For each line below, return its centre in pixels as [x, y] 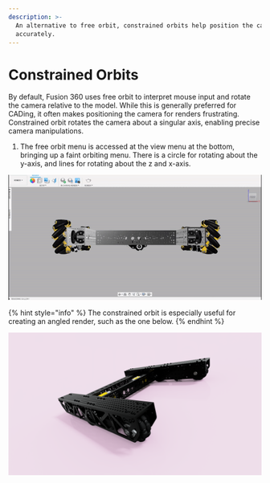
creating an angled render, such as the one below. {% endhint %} [117, 321]
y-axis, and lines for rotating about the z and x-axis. [105, 164]
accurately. [36, 34]
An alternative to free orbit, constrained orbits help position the [134, 25]
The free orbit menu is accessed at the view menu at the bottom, [127, 147]
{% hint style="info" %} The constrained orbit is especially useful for [122, 313]
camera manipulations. [46, 131]
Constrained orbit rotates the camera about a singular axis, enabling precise [134, 123]
